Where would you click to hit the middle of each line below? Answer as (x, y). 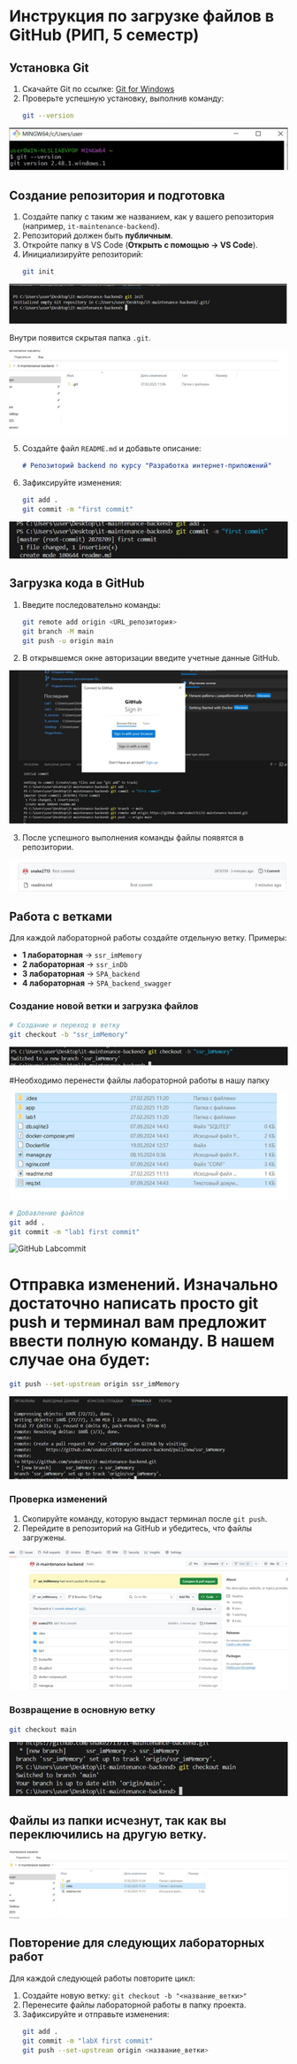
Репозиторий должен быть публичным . (98, 235)
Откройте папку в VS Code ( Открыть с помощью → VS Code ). (140, 245)
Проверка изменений (58, 1500)
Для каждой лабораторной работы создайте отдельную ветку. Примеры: (148, 938)
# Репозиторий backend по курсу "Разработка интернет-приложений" (147, 466)
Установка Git (49, 68)
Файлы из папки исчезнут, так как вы (118, 1821)
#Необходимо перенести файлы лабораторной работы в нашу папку (139, 1080)
